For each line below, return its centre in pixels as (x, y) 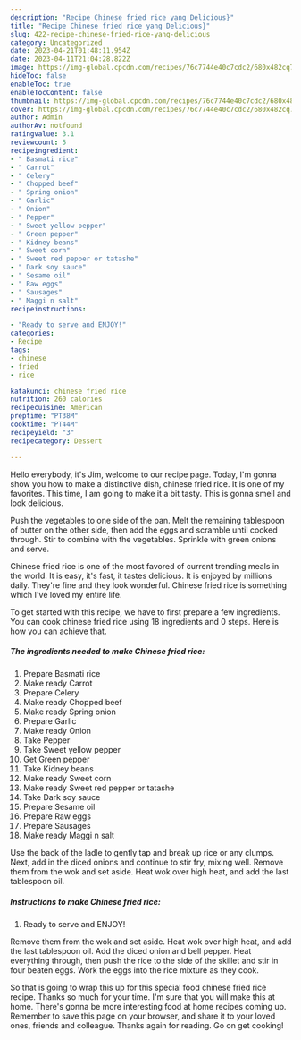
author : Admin (37, 117)
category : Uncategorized (56, 43)
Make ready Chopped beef (73, 703)
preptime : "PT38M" (44, 416)
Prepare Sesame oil (59, 807)
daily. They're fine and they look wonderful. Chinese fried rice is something (149, 585)
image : (22, 68)
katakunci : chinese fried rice (68, 391)
